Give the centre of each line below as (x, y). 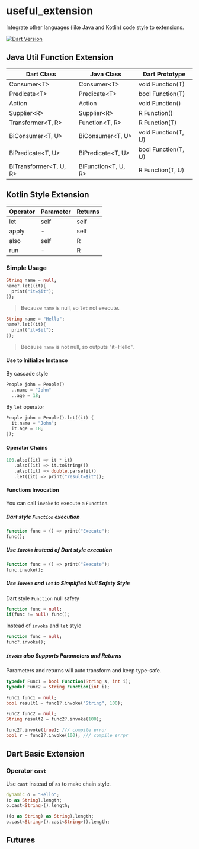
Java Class (106, 74)
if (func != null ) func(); (38, 614)
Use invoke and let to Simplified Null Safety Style (68, 583)
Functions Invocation (33, 490)
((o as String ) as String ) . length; (50, 816)
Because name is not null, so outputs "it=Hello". (77, 347)
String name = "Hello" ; (36, 319)
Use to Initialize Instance (37, 360)
